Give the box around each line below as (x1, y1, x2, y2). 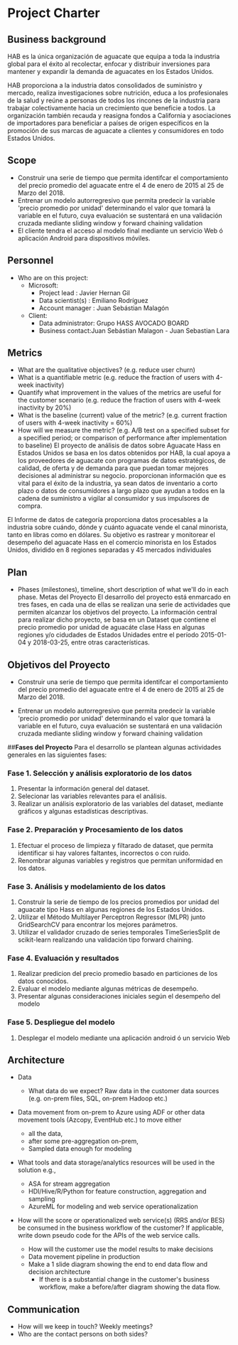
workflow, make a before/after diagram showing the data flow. (38, 1282, 221, 1292)
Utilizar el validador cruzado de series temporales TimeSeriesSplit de (17, 927, 220, 936)
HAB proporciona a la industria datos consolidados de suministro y (7, 81, 202, 90)
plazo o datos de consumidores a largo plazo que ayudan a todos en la (17, 487, 225, 495)
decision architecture (28, 1267, 91, 1276)
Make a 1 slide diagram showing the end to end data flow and (28, 1260, 208, 1269)
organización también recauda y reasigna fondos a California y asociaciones (7, 112, 232, 119)
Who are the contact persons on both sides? (17, 1330, 148, 1339)
